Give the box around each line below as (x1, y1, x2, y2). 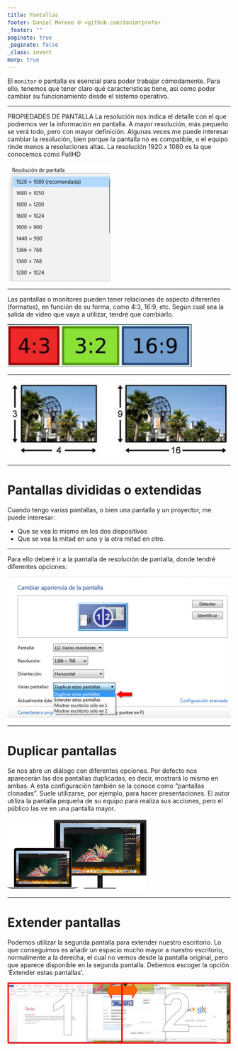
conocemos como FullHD (7, 150, 81, 158)
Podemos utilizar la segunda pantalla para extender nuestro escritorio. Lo (7, 937, 222, 947)
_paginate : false (7, 41, 59, 49)
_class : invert (7, 49, 52, 56)
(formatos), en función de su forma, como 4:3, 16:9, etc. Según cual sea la (7, 302, 225, 311)
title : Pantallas (7, 11, 59, 18)
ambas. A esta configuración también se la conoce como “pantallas (7, 781, 205, 790)
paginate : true (7, 34, 52, 41)
